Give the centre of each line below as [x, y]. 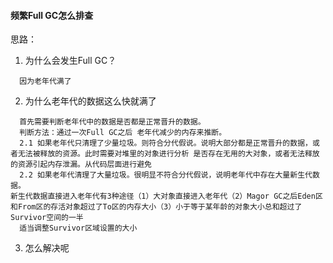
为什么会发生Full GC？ [70, 61]
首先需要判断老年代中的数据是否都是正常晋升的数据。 [112, 122]
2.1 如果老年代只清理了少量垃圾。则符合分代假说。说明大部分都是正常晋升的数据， [166, 143]
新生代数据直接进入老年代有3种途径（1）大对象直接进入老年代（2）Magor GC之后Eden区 [166, 196]
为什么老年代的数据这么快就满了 [90, 101]
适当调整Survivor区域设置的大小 [78, 228]
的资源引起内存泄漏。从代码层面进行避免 [81, 165]
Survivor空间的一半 [47, 218]
